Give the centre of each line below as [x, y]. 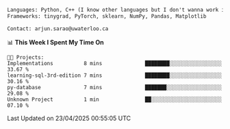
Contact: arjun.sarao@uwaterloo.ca [58, 28]
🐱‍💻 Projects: [26, 57]
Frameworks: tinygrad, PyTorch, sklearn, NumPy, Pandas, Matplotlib [107, 16]
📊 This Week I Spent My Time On [55, 42]
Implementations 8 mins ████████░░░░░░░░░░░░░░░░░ [115, 63]
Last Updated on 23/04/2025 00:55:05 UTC [69, 118]
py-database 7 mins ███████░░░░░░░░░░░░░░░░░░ [115, 87]
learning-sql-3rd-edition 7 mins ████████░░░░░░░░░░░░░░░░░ [115, 75]
